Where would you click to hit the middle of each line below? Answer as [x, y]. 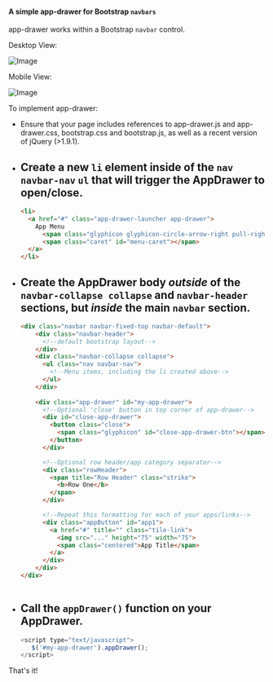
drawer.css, [40, 133]
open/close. [51, 193]
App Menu [50, 227]
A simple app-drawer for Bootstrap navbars [82, 11]
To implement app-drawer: [53, 108]
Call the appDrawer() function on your [116, 608]
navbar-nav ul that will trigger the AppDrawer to [142, 180]
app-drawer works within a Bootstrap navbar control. [97, 29]
